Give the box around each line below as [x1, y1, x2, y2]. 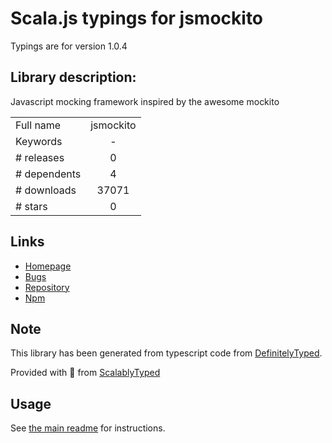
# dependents [15, 167, 82, 181]
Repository [24, 281, 70, 293]
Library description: [10, 69, 137, 86]
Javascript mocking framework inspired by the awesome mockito [10, 95, 280, 107]
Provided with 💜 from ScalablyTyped [10, 367, 161, 379]
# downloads [15, 183, 77, 197]
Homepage [24, 260, 72, 272]
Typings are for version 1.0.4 [10, 40, 128, 52]
